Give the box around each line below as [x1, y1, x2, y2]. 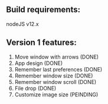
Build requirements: [6, 5, 81, 15]
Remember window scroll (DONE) [14, 78, 97, 85]
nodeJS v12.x [6, 20, 40, 27]
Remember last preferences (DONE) [14, 66, 103, 73]
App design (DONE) [14, 59, 63, 67]
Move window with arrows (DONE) [14, 53, 99, 60]
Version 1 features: [6, 38, 77, 48]
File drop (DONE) [14, 84, 57, 92]
